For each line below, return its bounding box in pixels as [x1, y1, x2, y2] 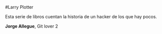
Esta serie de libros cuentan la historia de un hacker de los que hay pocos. [5, 14, 157, 19]
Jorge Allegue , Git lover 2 [5, 23, 58, 29]
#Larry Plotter [5, 4, 34, 10]
